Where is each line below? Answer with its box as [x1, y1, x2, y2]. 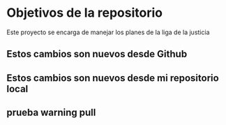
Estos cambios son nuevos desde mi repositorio [6, 72, 219, 84]
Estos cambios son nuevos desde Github [6, 48, 188, 60]
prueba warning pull [6, 107, 96, 119]
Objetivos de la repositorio [6, 5, 163, 21]
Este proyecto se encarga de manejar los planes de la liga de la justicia [6, 28, 210, 36]
